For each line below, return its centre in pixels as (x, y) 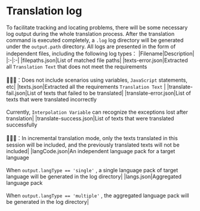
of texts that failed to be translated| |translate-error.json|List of (114, 93)
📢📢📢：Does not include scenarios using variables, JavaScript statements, (97, 80)
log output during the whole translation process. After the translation (90, 33)
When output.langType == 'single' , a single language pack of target (92, 170)
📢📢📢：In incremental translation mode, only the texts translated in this (92, 138)
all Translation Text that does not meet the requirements (77, 66)
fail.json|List (21, 93)
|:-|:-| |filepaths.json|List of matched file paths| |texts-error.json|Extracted (97, 60)
